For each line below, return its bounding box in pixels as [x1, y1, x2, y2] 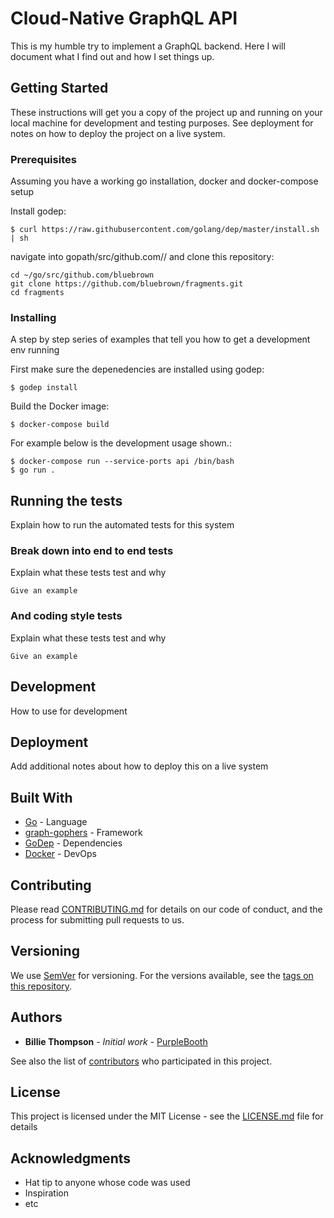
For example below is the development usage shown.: [10, 437, 232, 449]
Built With [10, 789, 73, 806]
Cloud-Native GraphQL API [10, 7, 238, 30]
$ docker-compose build [10, 420, 110, 430]
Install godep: [10, 205, 67, 217]
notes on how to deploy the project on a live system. [10, 127, 226, 139]
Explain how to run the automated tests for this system [10, 519, 235, 531]
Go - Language [24, 816, 88, 828]
